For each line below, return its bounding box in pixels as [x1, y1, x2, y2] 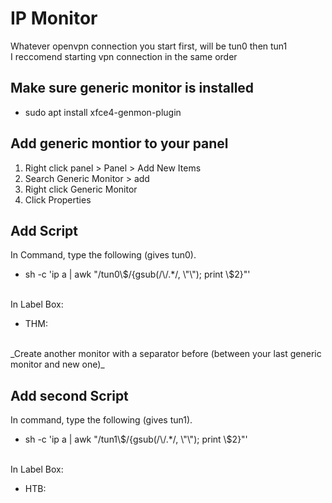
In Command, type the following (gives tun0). [10, 249, 197, 261]
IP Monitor [10, 7, 98, 30]
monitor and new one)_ [10, 358, 105, 371]
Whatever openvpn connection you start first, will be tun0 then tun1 [10, 40, 288, 52]
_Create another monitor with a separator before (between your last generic [10, 348, 322, 360]
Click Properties [24, 193, 92, 206]
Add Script [10, 222, 79, 239]
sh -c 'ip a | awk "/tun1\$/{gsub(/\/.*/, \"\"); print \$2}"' [24, 433, 248, 446]
